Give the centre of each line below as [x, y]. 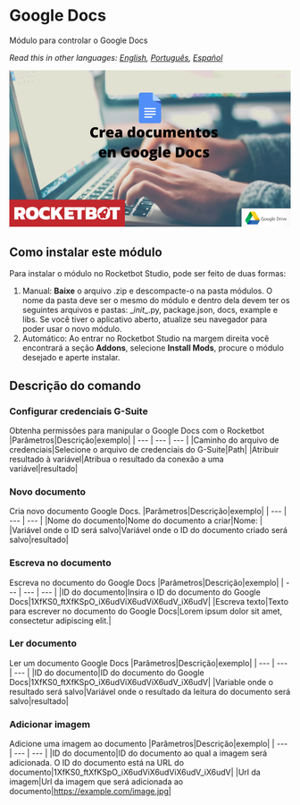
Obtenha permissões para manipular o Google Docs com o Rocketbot [137, 430]
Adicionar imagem [50, 724]
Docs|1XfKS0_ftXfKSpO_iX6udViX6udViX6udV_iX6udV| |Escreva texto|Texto [149, 601]
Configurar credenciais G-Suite [79, 411]
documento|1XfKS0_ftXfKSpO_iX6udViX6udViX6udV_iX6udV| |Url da [135, 772]
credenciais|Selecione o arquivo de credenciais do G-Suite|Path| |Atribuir [144, 449]
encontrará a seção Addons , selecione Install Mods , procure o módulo [153, 348]
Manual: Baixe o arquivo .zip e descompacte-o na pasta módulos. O [147, 291]
